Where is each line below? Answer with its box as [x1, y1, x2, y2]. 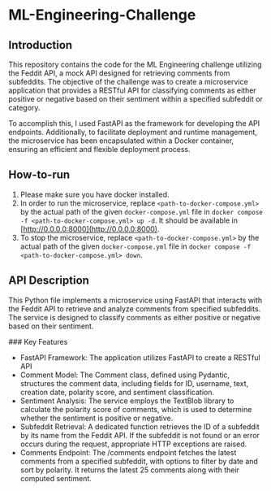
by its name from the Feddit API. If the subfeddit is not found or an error [19, 430, 260, 440]
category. [8, 103, 41, 112]
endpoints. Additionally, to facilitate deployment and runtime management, [8, 128, 258, 137]
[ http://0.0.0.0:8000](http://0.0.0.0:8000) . [19, 224, 160, 233]
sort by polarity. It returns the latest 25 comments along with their [19, 465, 239, 475]
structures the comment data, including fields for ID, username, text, [19, 378, 249, 388]
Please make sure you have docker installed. [19, 189, 170, 199]
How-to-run [8, 168, 71, 182]
